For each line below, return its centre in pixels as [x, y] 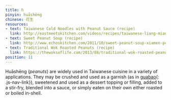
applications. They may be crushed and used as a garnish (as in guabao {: [82, 77]
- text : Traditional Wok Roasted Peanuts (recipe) [60, 48]
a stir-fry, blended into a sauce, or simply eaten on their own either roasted [84, 88]
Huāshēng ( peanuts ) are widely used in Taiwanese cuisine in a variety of [81, 72]
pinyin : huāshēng [24, 15]
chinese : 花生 [20, 19]
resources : [17, 24]
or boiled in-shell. [24, 93]
